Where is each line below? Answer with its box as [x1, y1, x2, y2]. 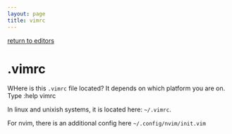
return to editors [7, 36, 55, 44]
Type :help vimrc [7, 92, 56, 100]
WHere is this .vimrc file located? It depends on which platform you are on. [7, 84, 226, 92]
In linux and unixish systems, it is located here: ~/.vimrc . [7, 105, 171, 114]
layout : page [7, 10, 46, 18]
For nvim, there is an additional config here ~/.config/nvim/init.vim [7, 119, 207, 128]
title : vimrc [7, 17, 46, 24]
